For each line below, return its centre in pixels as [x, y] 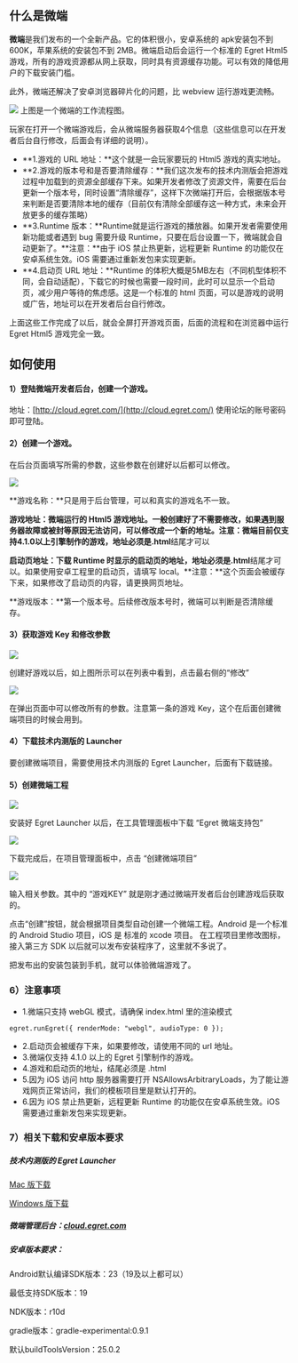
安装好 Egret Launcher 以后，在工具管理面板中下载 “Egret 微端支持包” [136, 823]
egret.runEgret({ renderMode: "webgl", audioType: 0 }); [117, 1028]
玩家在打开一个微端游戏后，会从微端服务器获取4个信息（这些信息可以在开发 [148, 129]
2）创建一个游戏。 [43, 443]
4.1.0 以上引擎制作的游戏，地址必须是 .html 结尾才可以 [114, 541]
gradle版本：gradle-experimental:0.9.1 [79, 1330]
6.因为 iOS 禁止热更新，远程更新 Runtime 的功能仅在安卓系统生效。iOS [151, 1102]
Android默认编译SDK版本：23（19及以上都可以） [98, 1273]
